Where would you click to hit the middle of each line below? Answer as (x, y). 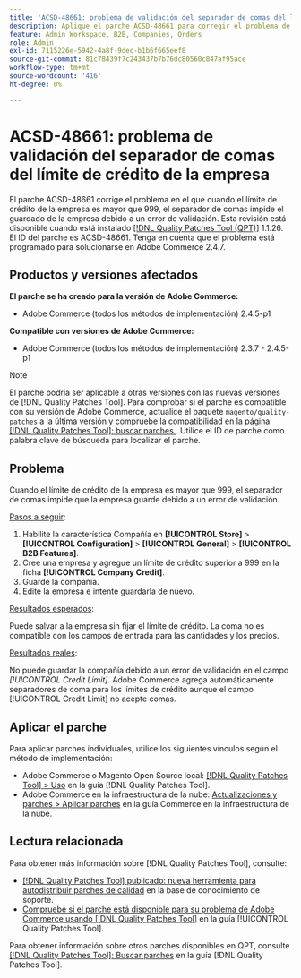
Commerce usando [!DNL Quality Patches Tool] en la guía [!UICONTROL (155, 918)
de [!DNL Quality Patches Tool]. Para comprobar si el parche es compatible (148, 402)
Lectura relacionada (66, 841)
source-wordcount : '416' (56, 76)
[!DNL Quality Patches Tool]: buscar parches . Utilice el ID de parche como (147, 431)
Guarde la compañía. (61, 582)
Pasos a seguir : (38, 517)
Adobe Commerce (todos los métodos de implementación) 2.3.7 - (143, 348)
